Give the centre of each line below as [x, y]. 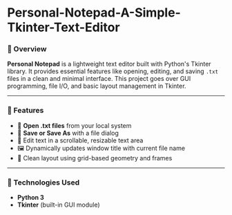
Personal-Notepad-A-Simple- [94, 13]
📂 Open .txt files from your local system [74, 125]
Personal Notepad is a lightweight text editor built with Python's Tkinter [109, 64]
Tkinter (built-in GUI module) [58, 205]
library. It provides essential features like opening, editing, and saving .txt [113, 71]
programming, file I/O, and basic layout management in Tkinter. [97, 86]
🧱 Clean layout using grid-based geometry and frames [95, 158]
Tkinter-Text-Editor [64, 27]
